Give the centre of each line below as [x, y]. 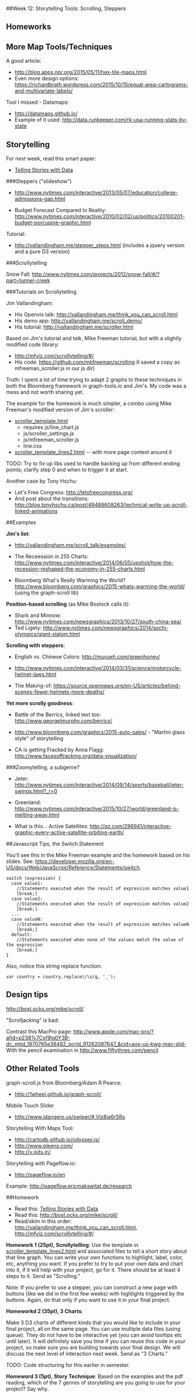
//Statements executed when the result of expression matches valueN [103, 925]
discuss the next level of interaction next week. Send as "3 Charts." [87, 1353]
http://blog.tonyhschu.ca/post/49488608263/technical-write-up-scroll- [101, 505]
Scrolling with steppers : [36, 645]
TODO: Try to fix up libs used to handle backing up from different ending [93, 464]
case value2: [27, 899]
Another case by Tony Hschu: [42, 481]
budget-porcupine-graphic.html [53, 223]
